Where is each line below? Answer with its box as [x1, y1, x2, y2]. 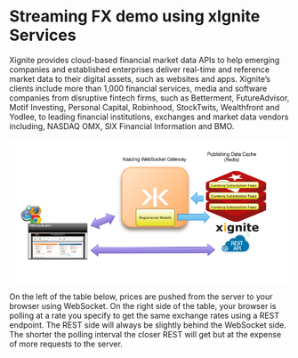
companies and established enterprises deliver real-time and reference [9, 64, 270, 75]
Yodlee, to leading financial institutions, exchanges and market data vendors [9, 111, 289, 122]
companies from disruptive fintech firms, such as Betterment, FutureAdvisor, [9, 92, 290, 103]
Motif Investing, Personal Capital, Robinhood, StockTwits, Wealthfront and [9, 102, 280, 112]
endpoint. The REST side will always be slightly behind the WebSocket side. [9, 320, 286, 330]
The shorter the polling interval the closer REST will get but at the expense [9, 330, 282, 340]
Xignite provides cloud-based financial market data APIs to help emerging [9, 54, 280, 65]
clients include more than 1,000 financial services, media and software [9, 83, 268, 94]
